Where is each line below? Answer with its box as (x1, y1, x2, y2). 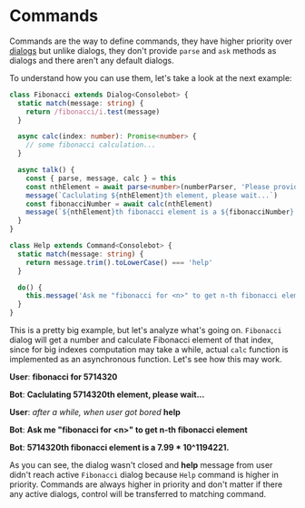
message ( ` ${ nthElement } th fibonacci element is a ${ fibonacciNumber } (25, 208, 295, 217)
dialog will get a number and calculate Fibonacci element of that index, (9, 334, 274, 346)
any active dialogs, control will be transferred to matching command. (9, 489, 267, 500)
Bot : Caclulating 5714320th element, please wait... (9, 389, 205, 401)
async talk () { (17, 166, 75, 175)
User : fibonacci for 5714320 (9, 371, 118, 382)
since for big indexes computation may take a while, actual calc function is (9, 344, 289, 355)
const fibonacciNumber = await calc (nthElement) (25, 199, 213, 208)
